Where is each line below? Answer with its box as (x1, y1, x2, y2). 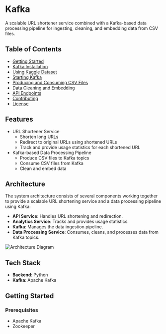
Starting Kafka (12, 74, 42, 80)
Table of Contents (5, 45, 62, 53)
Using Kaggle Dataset (12, 69, 57, 75)
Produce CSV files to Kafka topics (19, 155, 89, 161)
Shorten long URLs (19, 134, 59, 140)
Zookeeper (12, 323, 35, 329)
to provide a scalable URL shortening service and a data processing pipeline (5, 198, 162, 204)
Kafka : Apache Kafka (12, 277, 57, 283)
